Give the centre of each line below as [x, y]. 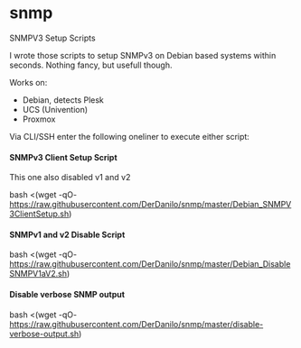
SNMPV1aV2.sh [38, 274]
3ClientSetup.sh [39, 214]
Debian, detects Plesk [63, 100]
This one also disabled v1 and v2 [70, 178]
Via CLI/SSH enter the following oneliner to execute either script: [130, 136]
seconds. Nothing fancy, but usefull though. [91, 65]
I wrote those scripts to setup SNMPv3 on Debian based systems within [143, 55]
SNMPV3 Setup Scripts [53, 38]
